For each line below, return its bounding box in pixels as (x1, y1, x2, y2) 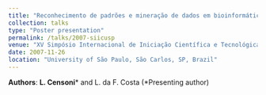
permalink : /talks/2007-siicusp (8, 33, 115, 42)
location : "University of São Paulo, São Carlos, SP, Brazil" (8, 56, 218, 64)
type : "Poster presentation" (8, 26, 104, 34)
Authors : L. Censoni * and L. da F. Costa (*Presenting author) (8, 77, 210, 87)
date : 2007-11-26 (8, 48, 66, 56)
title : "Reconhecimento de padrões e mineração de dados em (8, 11, 211, 20)
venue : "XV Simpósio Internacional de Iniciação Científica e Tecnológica (8, 41, 260, 49)
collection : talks (8, 19, 69, 27)
